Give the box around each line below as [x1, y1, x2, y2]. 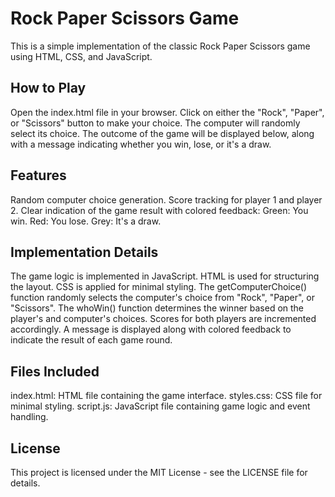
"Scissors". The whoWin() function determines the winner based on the [10, 302, 305, 314]
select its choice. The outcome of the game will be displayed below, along [10, 127, 315, 139]
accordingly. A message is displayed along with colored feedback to [10, 323, 292, 336]
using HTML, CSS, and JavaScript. [10, 50, 153, 62]
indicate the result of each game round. [10, 334, 173, 346]
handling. [10, 411, 49, 423]
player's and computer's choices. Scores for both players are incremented [10, 313, 317, 325]
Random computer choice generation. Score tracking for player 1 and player [10, 193, 323, 206]
